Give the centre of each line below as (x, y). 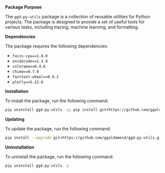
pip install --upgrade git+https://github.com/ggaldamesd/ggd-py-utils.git (84, 138)
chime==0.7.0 (26, 72)
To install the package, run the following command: (57, 101)
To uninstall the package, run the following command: (59, 156)
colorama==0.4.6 (29, 66)
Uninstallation (20, 147)
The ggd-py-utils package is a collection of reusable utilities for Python (78, 16)
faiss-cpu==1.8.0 (30, 56)
